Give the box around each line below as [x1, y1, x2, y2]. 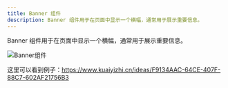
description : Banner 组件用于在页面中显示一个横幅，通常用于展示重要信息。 [7, 16, 203, 23]
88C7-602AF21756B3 [7, 73, 69, 81]
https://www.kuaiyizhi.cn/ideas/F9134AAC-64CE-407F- [61, 65, 221, 74]
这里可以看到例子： [7, 65, 62, 74]
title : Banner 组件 [7, 10, 61, 17]
